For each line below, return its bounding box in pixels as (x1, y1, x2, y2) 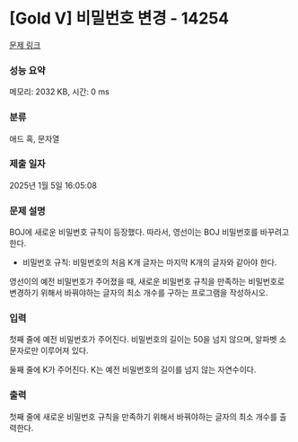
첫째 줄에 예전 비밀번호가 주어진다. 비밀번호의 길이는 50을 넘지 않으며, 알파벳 (9, 334, 277, 345)
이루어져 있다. (39, 345, 89, 356)
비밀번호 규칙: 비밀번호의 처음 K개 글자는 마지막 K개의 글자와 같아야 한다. (22, 257, 277, 268)
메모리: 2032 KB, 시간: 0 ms (9, 86, 110, 97)
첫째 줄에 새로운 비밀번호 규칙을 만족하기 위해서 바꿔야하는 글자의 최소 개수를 (9, 411, 278, 422)
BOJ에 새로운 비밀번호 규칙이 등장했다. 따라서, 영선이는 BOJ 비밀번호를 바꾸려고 (9, 226, 290, 238)
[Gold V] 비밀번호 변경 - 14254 (9, 8, 230, 29)
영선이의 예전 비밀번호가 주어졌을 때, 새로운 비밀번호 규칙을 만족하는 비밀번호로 (9, 276, 285, 287)
